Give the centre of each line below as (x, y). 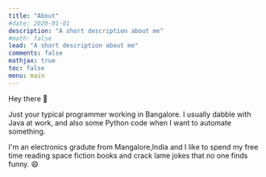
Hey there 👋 (28, 98)
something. (27, 131)
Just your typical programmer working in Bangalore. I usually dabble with (130, 114)
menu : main (27, 76)
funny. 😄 (23, 164)
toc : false (27, 68)
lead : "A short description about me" (73, 46)
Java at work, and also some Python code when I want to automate (120, 122)
